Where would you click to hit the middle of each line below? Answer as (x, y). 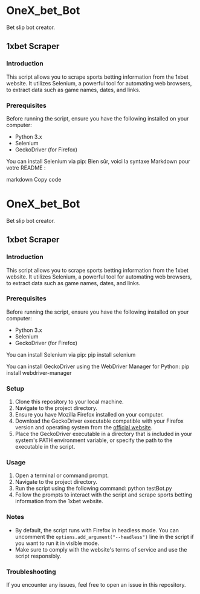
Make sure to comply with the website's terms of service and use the (101, 549)
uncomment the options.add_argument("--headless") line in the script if (105, 536)
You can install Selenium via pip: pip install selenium (71, 354)
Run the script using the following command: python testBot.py (93, 489)
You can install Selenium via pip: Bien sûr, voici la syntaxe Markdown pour (98, 161)
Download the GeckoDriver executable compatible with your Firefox (99, 421)
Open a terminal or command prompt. (62, 475)
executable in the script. (45, 447)
